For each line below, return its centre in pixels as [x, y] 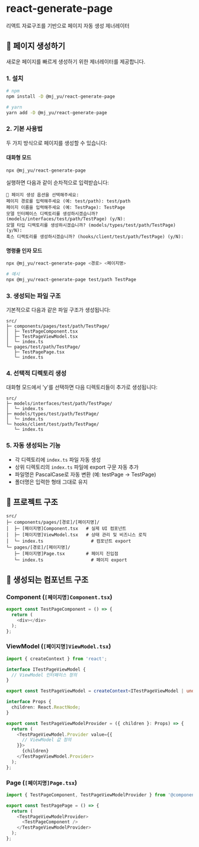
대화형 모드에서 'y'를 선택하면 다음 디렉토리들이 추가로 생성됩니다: [82, 387]
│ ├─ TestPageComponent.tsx [42, 331]
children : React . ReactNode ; [46, 707]
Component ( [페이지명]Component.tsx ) [59, 597]
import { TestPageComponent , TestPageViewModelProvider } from [86, 795]
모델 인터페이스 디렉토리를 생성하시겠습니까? [52, 214]
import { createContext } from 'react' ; [57, 659]
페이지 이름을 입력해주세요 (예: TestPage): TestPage [66, 207]
